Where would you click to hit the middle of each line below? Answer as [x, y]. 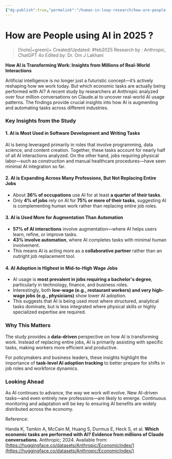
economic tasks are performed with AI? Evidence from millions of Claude [84, 434]
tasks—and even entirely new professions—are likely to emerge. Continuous [86, 398]
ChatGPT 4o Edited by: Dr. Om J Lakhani [61, 55]
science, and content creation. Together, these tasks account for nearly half [85, 150]
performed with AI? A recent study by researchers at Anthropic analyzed [82, 91]
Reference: [17, 419]
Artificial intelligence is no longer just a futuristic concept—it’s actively [79, 81]
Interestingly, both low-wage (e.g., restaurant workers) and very [82, 290]
